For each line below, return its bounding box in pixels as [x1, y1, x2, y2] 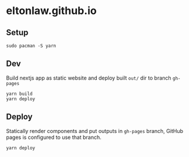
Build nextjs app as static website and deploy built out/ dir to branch [6, 74, 171, 81]
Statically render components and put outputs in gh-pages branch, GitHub [6, 127, 184, 134]
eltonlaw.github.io [6, 4, 97, 18]
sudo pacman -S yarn [6, 43, 57, 49]
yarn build [6, 91, 33, 97]
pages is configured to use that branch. [6, 134, 102, 141]
